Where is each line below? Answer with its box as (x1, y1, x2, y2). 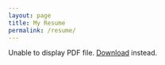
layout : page (8, 11, 52, 20)
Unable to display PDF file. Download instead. (8, 48, 158, 58)
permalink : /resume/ (8, 26, 77, 34)
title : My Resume (8, 19, 66, 27)
